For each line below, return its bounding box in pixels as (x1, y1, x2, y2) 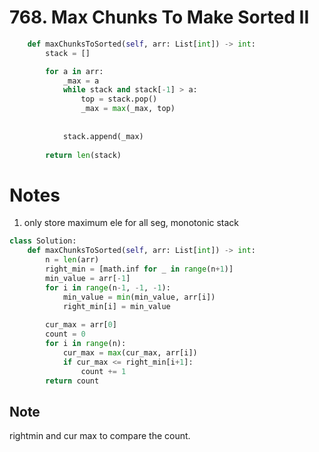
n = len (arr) (45, 255, 100, 265)
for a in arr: (45, 66, 104, 76)
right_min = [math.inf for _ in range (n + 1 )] (45, 264, 234, 274)
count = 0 (45, 329, 86, 340)
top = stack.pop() (80, 94, 158, 105)
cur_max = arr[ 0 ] (45, 320, 117, 330)
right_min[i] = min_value (62, 301, 171, 311)
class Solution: (9, 236, 77, 246)
